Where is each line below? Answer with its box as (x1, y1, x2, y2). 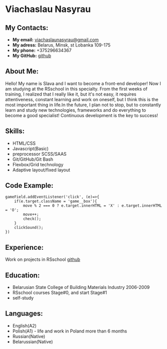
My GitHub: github (12, 53, 51, 59)
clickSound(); (14, 225, 43, 230)
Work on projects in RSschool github (5, 256, 80, 262)
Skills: (5, 127, 25, 136)
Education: (5, 271, 40, 279)
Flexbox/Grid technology (12, 161, 63, 167)
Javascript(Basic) (12, 145, 49, 151)
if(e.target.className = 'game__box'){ (14, 199, 97, 204)
